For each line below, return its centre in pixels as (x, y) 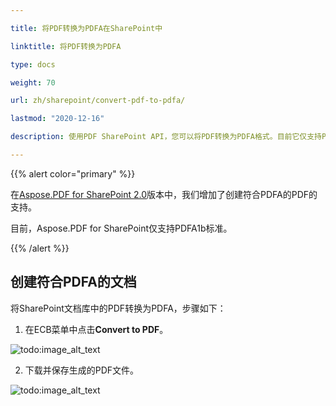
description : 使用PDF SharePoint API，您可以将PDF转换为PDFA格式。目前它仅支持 (166, 137)
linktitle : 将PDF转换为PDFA (66, 46)
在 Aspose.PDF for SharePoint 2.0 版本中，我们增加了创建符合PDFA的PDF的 (164, 194)
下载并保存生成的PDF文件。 (82, 370)
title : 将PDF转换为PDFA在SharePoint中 (86, 28)
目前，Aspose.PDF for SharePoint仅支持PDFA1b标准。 (121, 228)
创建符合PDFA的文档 (73, 282)
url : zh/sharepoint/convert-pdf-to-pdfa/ (98, 101)
